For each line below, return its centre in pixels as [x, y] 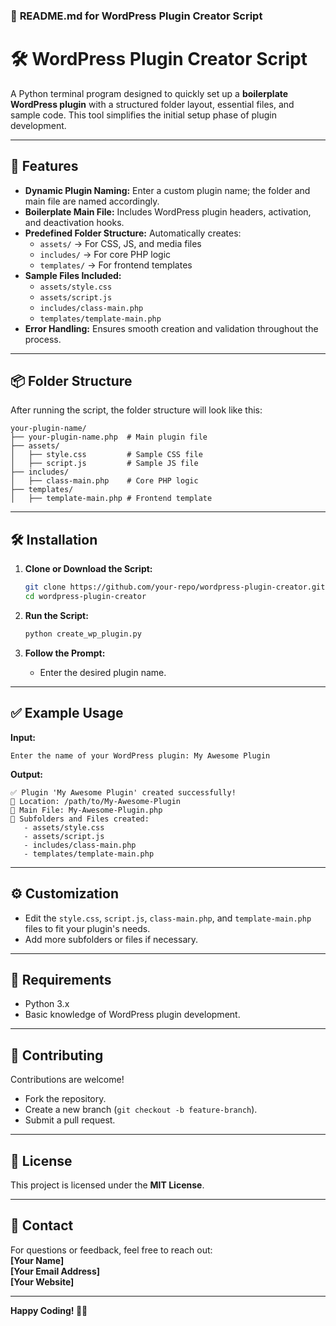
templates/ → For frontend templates [116, 265]
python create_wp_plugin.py [83, 634]
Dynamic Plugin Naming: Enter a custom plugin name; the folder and [167, 190]
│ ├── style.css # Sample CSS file [106, 455]
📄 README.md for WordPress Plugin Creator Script [136, 16]
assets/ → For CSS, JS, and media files [120, 243]
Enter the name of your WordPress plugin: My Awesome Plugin [140, 755]
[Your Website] [42, 1281]
